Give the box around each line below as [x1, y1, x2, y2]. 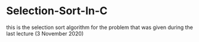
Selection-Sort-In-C [6, 4, 108, 18]
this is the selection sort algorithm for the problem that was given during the [6, 24, 193, 31]
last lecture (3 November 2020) [6, 30, 84, 37]
